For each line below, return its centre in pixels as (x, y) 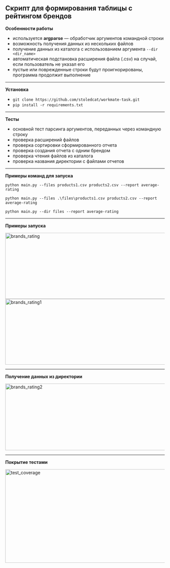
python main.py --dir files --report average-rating (62, 211)
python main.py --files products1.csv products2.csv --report (72, 185)
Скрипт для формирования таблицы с (69, 8)
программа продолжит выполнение (52, 75)
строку (20, 134)
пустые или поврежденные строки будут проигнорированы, (78, 69)
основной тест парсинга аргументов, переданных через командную (87, 129)
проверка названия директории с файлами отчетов (68, 161)
